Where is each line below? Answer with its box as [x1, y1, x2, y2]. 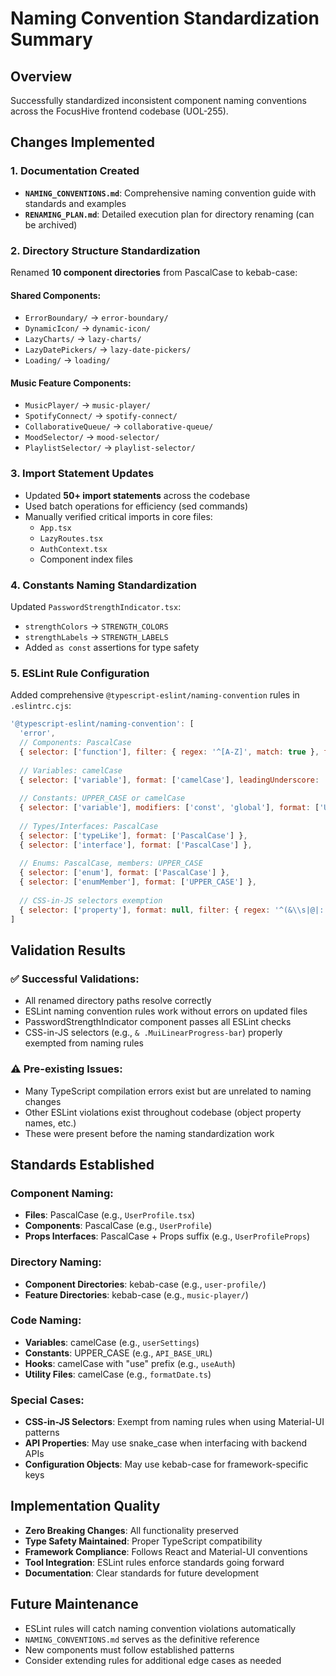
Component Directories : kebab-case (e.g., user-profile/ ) [24, 1278, 267, 1290]
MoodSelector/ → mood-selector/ [24, 431, 160, 443]
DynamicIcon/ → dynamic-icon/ [24, 322, 152, 334]
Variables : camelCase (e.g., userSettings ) [24, 1336, 200, 1348]
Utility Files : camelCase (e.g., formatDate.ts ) [24, 1368, 212, 1380]
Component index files [39, 553, 133, 565]
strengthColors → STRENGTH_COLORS [24, 620, 169, 632]
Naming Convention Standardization [10, 7, 320, 30]
